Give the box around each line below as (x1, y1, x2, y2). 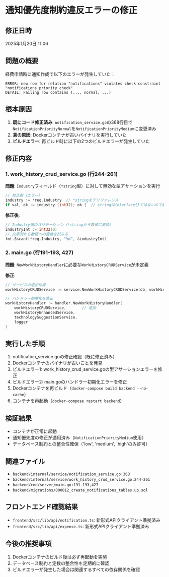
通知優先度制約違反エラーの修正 (5, 5, 138, 16)
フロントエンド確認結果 (5, 502, 78, 511)
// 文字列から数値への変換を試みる (5, 231, 68, 237)
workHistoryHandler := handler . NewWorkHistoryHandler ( (5, 301, 123, 306)
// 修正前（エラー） (5, 193, 42, 198)
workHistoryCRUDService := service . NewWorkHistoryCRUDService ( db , (5, 287, 147, 292)
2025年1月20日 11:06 (5, 41, 49, 46)
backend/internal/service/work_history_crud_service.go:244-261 (12, 477, 150, 482)
